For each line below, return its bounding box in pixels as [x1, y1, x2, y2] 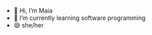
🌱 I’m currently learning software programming [13, 14, 146, 22]
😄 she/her [13, 21, 44, 29]
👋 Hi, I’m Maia [13, 7, 53, 14]
